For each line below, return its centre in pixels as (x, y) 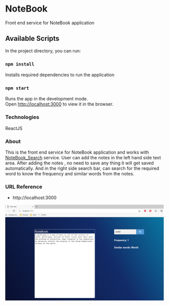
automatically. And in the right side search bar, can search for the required (82, 168)
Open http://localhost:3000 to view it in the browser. (59, 104)
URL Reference (24, 187)
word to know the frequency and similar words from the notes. (70, 173)
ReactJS (14, 128)
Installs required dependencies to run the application (60, 75)
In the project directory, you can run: (43, 50)
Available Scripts (32, 39)
